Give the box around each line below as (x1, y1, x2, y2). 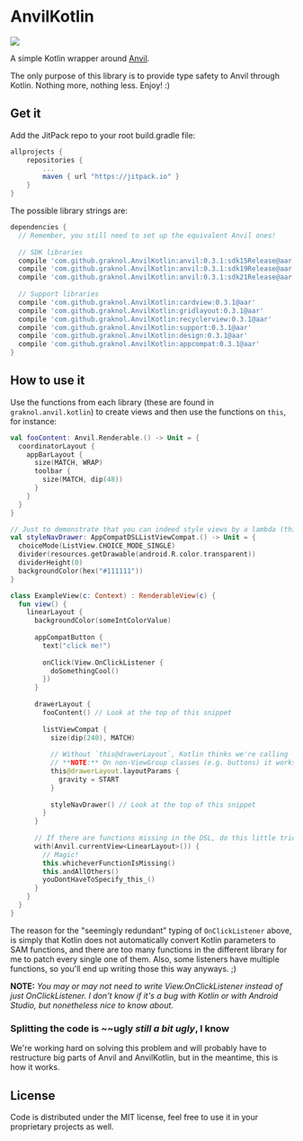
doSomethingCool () (49, 666, 120, 675)
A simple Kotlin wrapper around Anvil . (10, 52, 150, 64)
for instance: (10, 415, 58, 426)
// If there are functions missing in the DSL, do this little (33, 833, 277, 842)
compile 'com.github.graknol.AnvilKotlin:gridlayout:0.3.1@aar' (18, 306, 264, 316)
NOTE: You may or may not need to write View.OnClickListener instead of (10, 980, 283, 991)
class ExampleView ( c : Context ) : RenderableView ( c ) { (10, 591, 217, 600)
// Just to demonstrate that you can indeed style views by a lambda (10, 524, 277, 534)
